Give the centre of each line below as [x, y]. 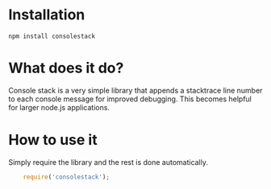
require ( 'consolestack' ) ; [67, 177]
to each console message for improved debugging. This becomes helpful [130, 99]
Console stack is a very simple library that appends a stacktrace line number [135, 90]
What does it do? [66, 68]
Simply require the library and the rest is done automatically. [108, 162]
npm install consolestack [52, 36]
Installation [47, 15]
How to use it [53, 140]
